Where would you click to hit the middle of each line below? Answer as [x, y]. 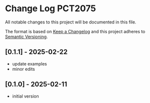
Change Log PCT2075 [51, 9]
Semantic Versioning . [26, 37]
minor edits [23, 69]
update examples [30, 63]
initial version [25, 96]
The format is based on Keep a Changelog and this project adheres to [75, 31]
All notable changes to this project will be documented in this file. [71, 22]
